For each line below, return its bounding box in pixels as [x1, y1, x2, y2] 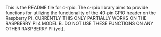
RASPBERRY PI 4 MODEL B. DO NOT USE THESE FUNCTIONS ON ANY [5, 20, 154, 26]
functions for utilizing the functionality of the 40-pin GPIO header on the [5, 10, 156, 16]
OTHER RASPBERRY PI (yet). [5, 26, 65, 32]
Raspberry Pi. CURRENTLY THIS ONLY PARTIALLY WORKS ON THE [5, 15, 147, 21]
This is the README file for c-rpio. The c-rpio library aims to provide [5, 5, 148, 10]
